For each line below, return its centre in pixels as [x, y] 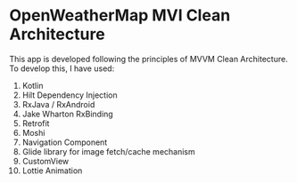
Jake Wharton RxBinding [67, 114]
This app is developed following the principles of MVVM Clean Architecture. [148, 59]
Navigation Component [65, 142]
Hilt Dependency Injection [70, 95]
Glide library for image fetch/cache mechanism [108, 151]
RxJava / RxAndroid [58, 104]
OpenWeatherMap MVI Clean [120, 16]
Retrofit [36, 123]
